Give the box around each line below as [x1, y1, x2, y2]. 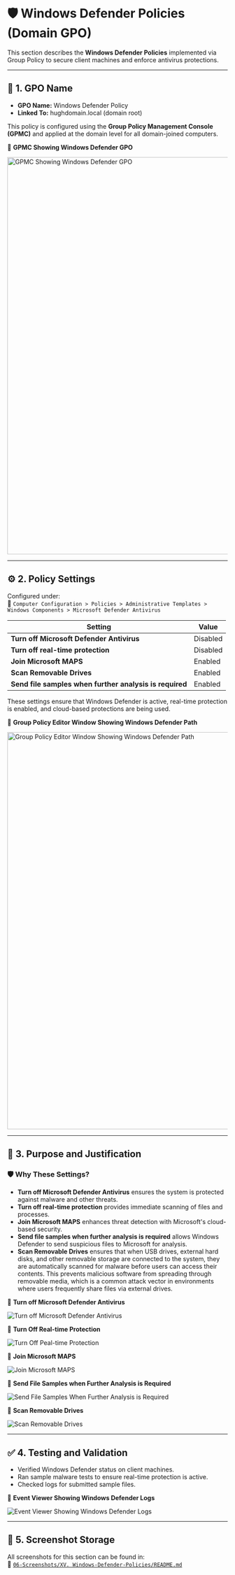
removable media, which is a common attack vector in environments [17, 1277, 215, 1286]
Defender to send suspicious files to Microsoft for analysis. [17, 1240, 187, 1249]
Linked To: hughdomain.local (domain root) [17, 108, 143, 117]
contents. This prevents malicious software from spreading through [17, 1270, 212, 1278]
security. [37, 1225, 63, 1234]
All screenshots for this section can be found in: [7, 1553, 145, 1561]
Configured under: [7, 591, 61, 600]
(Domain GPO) [7, 25, 92, 41]
